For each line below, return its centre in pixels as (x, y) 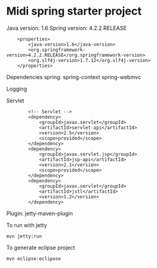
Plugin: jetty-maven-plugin (40, 213)
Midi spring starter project (74, 11)
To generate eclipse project (41, 247)
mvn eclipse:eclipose (34, 259)
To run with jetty (27, 225)
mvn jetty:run (24, 236)
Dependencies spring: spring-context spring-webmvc (74, 77)
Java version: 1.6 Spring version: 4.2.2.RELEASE (66, 28)
